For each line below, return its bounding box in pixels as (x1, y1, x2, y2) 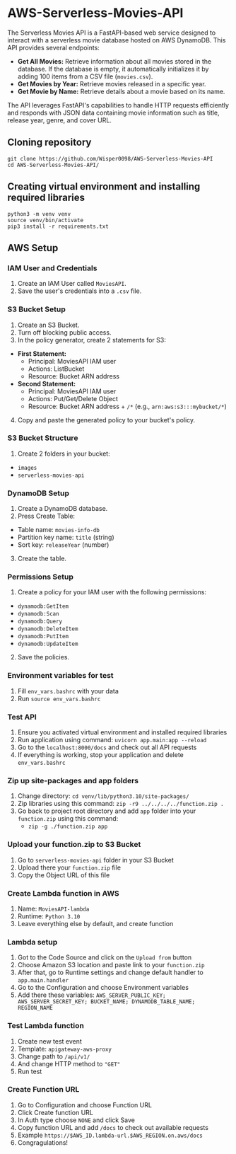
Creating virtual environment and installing (7, 180, 201, 192)
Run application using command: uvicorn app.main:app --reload (17, 736, 207, 744)
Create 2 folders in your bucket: (17, 449, 111, 458)
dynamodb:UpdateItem (17, 640, 78, 648)
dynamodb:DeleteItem (17, 625, 78, 633)
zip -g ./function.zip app (28, 823, 108, 831)
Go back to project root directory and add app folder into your (17, 807, 196, 815)
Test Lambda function (7, 1021, 85, 1031)
